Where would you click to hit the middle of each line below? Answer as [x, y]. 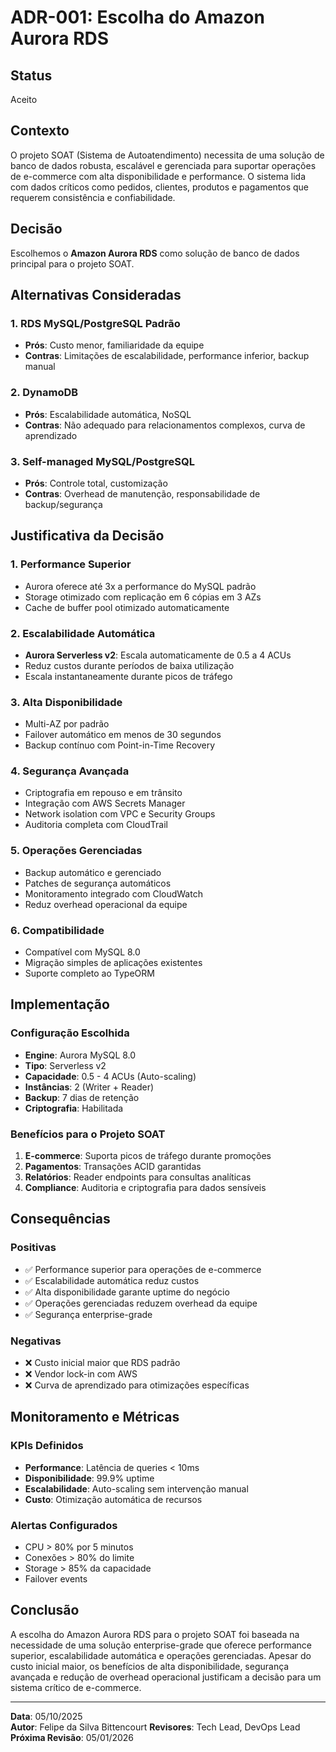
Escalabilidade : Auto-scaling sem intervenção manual [136, 1488]
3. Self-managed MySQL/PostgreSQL [102, 461]
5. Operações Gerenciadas [76, 851]
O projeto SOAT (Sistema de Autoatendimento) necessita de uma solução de [167, 155]
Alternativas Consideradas [96, 295]
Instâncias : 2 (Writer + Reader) [89, 1087]
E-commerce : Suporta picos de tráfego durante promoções [148, 1156]
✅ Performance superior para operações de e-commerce [143, 1269]
